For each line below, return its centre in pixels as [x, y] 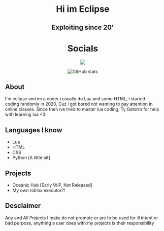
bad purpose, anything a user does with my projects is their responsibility [80, 223]
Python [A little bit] [31, 158]
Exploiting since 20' [83, 27]
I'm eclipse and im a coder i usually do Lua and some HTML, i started [75, 99]
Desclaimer [23, 206]
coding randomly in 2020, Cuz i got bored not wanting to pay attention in [79, 104]
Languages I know [34, 130]
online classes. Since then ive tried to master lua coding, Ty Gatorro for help [82, 109]
